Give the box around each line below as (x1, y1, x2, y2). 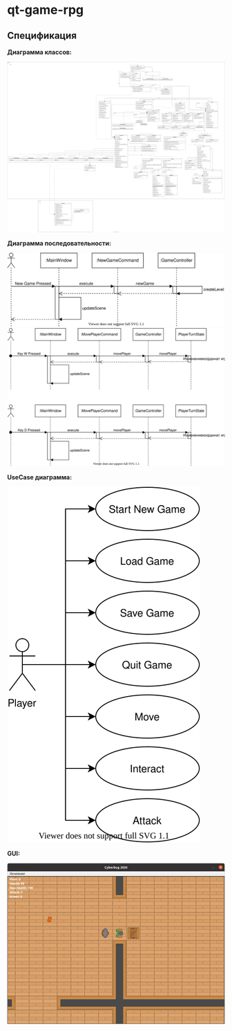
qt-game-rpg (7, 2, 84, 18)
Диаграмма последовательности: (7, 239, 112, 248)
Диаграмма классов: (7, 48, 72, 56)
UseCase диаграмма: (7, 473, 72, 481)
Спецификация (7, 30, 77, 42)
